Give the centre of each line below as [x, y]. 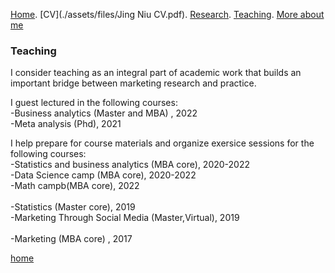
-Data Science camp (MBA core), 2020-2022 [103, 175]
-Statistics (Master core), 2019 [73, 207]
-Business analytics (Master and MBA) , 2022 [104, 113]
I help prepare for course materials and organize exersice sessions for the [162, 143]
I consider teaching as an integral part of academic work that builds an [156, 73]
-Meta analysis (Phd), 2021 [66, 124]
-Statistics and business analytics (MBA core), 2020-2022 [130, 165]
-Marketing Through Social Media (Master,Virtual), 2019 [125, 218]
